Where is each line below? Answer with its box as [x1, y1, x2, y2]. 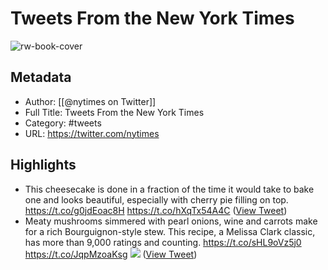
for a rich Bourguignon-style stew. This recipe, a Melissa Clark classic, [24, 225, 316, 237]
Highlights [10, 157, 77, 174]
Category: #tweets [24, 117, 102, 129]
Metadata [10, 69, 72, 86]
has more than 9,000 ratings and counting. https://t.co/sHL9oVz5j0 [24, 236, 302, 248]
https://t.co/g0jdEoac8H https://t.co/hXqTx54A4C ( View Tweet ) [24, 204, 288, 216]
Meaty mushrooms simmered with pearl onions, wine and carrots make [24, 215, 318, 227]
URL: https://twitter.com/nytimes [24, 127, 160, 139]
